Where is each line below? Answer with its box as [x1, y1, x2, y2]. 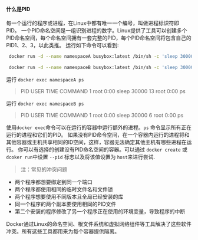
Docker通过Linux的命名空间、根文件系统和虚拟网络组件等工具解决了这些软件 [6, 220, 192, 227]
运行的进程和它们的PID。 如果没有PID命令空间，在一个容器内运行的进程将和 [6, 131, 190, 138]
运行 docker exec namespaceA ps [6, 75, 84, 83]
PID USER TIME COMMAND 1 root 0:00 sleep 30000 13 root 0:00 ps [20, 87, 186, 94]
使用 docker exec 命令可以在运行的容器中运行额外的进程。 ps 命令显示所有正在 [6, 124, 192, 131]
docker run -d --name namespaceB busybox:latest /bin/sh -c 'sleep [8, 64, 178, 70]
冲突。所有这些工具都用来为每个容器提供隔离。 [6, 228, 120, 235]
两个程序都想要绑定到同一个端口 [14, 178, 93, 185]
